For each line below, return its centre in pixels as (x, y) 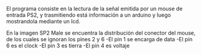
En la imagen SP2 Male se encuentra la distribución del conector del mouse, (101, 33)
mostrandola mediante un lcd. (43, 21)
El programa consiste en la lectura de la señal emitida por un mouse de (94, 9)
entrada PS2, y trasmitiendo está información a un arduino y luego (88, 15)
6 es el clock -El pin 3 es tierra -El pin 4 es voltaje (68, 45)
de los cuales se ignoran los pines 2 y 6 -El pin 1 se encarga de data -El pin (100, 39)
